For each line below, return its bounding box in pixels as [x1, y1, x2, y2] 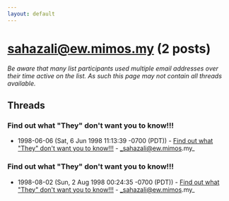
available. [7, 79, 37, 87]
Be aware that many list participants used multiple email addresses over [7, 64, 219, 73]
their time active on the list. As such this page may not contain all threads [7, 71, 223, 80]
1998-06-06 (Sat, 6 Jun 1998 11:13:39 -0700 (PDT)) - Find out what [17, 137, 213, 145]
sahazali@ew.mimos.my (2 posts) [7, 40, 211, 56]
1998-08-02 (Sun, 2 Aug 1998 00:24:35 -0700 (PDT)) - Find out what [17, 178, 220, 186]
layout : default [7, 10, 55, 18]
